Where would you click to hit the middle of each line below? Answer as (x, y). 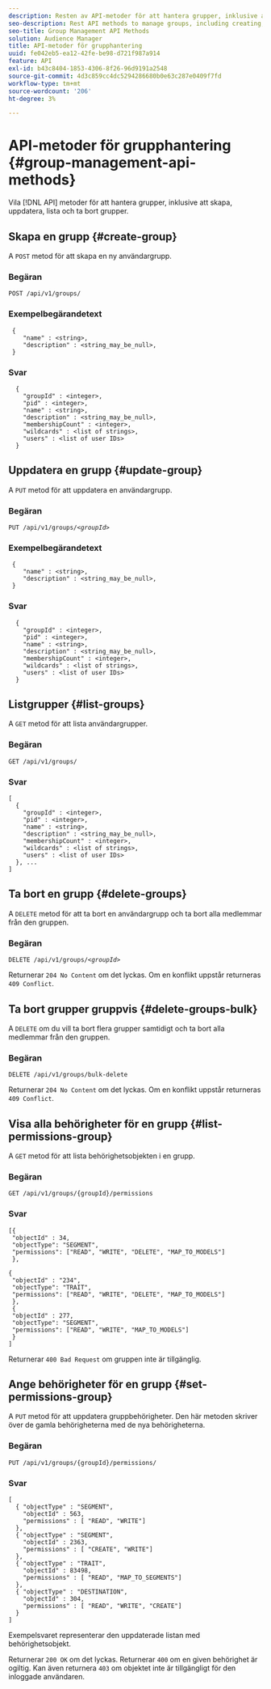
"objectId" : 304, (54, 1599)
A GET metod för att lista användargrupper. (78, 724)
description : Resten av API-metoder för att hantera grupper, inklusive (133, 16)
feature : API (30, 61)
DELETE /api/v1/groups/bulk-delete (68, 1075)
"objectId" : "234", (46, 1280)
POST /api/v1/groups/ (45, 294)
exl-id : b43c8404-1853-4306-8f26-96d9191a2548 (88, 69)
